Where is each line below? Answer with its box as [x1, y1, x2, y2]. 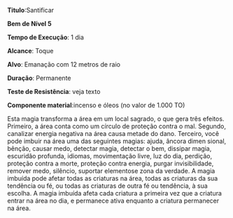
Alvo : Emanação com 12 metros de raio [7, 60, 121, 69]
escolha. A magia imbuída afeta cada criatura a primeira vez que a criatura [7, 189, 223, 197]
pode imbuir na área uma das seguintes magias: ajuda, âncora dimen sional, [7, 137, 227, 145]
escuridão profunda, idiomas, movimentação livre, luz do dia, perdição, [7, 152, 212, 160]
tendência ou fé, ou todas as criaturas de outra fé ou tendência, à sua [7, 182, 208, 190]
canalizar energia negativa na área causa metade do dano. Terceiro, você [7, 130, 219, 137]
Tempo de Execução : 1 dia [7, 33, 84, 41]
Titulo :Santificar [7, 6, 55, 14]
